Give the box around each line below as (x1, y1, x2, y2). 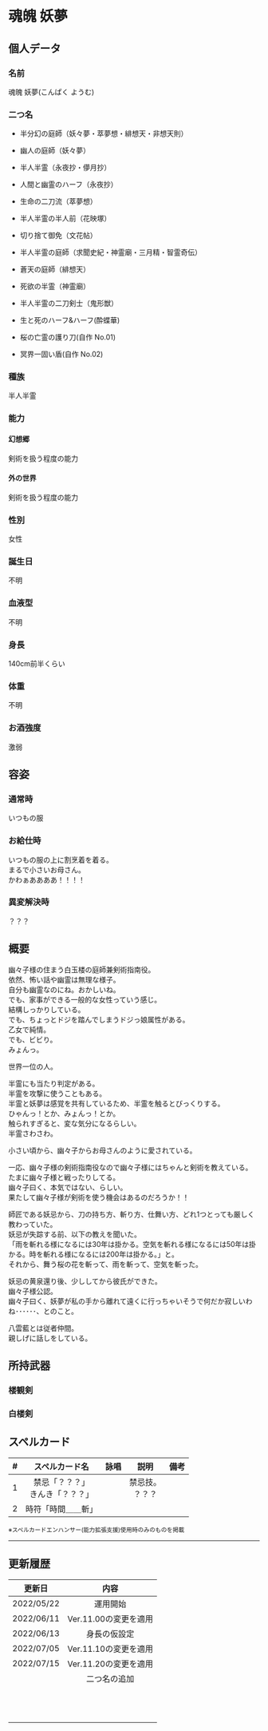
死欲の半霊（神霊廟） (19, 281, 90, 292)
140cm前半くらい (8, 658, 65, 668)
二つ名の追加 (86, 1673, 135, 1684)
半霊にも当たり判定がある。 (8, 1078, 100, 1088)
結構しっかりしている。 (8, 1004, 85, 1014)
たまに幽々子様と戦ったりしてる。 (8, 1172, 120, 1182)
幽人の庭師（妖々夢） (19, 145, 90, 156)
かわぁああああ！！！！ (8, 875, 85, 884)
